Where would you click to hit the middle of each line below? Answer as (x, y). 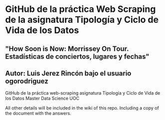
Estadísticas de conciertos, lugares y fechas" (77, 57)
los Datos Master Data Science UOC (42, 99)
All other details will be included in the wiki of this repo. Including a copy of (82, 108)
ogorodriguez (27, 81)
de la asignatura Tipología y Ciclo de (82, 20)
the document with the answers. (38, 114)
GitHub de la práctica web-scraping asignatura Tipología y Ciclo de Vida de (83, 93)
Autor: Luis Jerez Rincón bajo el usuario (68, 73)
